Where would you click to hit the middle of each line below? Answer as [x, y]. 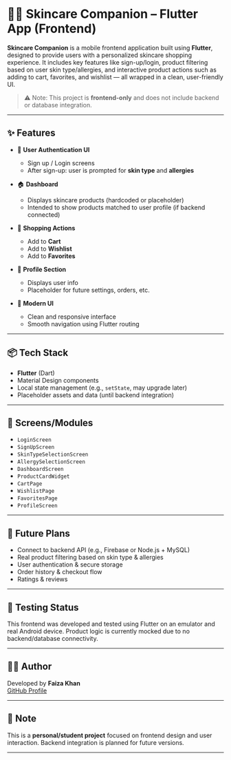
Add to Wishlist [49, 249]
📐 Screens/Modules [50, 423]
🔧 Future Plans [39, 533]
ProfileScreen [37, 506]
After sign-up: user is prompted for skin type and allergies [111, 170]
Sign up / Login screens [61, 163]
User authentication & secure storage [70, 564]
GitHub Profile [27, 690]
